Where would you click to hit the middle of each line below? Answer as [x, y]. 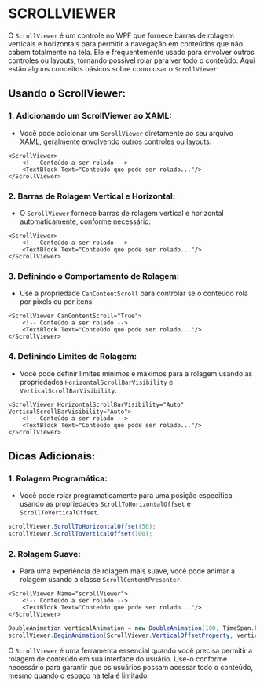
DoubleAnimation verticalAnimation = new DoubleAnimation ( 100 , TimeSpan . [132, 628]
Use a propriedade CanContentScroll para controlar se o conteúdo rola [134, 293]
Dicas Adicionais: [52, 456]
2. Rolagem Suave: [44, 554]
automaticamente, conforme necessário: [85, 221]
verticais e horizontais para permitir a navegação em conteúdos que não [126, 43]
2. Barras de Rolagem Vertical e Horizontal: [92, 196]
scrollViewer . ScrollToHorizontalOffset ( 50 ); [82, 527]
